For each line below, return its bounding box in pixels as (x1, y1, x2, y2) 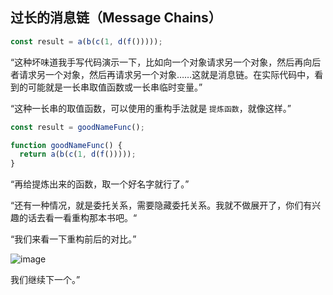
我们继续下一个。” (10, 274, 81, 286)
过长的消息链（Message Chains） (10, 9, 222, 27)
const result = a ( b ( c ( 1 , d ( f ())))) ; (10, 36, 163, 47)
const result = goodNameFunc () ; (10, 122, 145, 132)
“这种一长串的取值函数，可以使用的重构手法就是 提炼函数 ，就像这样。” (10, 102, 292, 114)
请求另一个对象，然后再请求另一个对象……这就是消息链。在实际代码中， (18, 68, 315, 80)
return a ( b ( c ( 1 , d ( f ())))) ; (19, 149, 137, 160)
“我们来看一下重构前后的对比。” (10, 233, 137, 245)
